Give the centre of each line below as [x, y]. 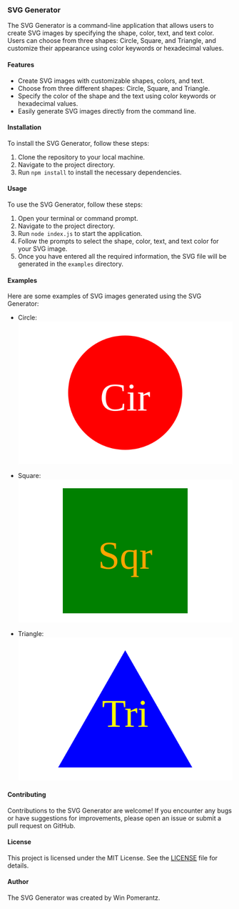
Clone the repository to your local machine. [81, 157]
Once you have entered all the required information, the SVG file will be [122, 256]
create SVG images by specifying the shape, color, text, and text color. [111, 33]
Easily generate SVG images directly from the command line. [107, 111]
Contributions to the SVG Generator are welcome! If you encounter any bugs [119, 810]
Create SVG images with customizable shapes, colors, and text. [111, 81]
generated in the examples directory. [70, 264]
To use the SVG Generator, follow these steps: [75, 204]
